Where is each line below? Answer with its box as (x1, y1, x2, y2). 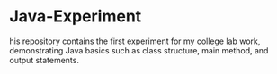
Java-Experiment (9, 6, 142, 27)
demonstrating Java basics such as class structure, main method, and (9, 45, 269, 55)
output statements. (9, 54, 79, 65)
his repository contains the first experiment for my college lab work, (9, 36, 261, 46)
